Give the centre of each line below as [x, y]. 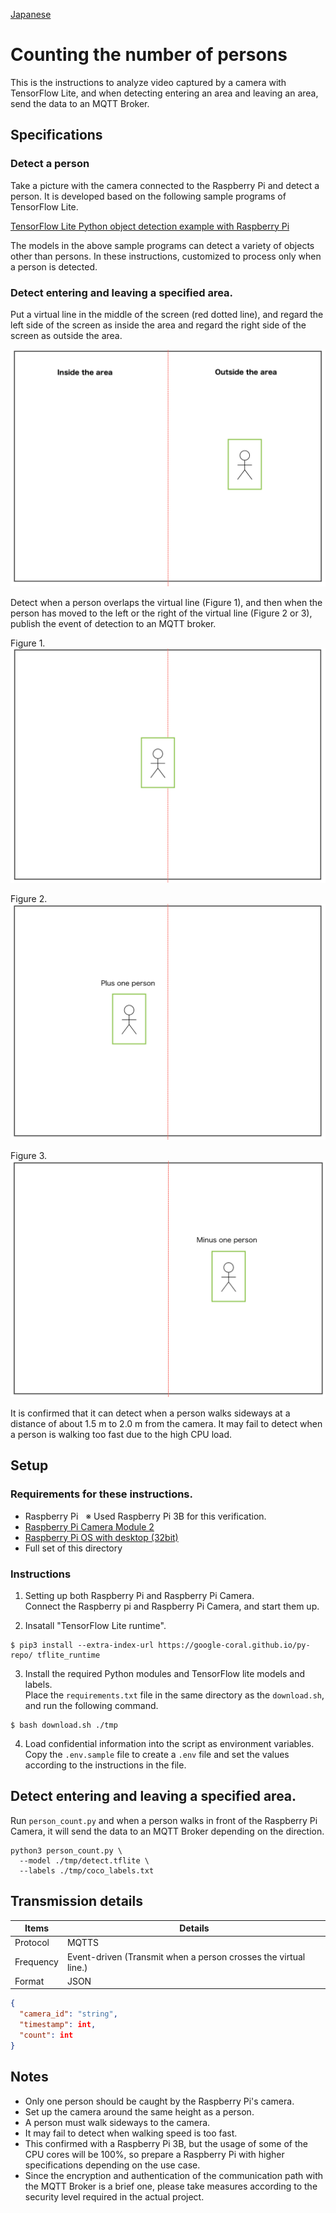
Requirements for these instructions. [101, 1494]
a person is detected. [54, 266]
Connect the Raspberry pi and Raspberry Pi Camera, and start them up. [172, 1606]
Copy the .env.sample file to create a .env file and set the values [157, 1754]
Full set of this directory [73, 1548]
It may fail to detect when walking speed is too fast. [131, 2133]
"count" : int [46, 2035]
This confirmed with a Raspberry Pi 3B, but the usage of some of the [166, 2143]
